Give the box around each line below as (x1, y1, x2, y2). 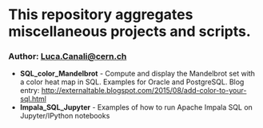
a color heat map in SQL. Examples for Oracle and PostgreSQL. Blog (19, 77, 245, 87)
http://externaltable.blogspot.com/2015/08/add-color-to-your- (41, 86, 247, 95)
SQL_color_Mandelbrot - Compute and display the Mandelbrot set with (19, 69, 256, 79)
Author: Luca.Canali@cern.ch (8, 51, 127, 62)
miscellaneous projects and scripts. (8, 22, 252, 41)
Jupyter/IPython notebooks (19, 111, 110, 121)
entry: (19, 86, 40, 95)
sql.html (19, 94, 46, 104)
